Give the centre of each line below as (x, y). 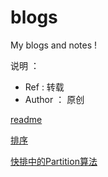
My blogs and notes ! (54, 45)
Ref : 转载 (44, 87)
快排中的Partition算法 (54, 161)
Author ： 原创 (54, 99)
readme (26, 119)
